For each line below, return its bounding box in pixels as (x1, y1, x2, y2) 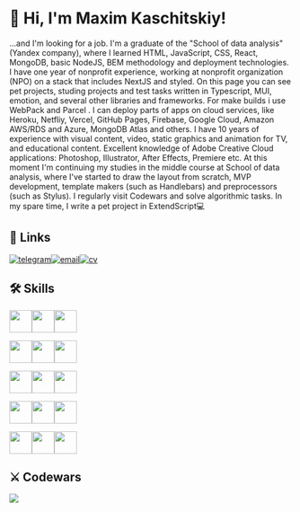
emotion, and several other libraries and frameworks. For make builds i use (9, 94, 286, 106)
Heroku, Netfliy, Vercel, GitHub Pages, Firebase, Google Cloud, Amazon (9, 114, 275, 125)
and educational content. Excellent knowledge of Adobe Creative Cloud (9, 143, 274, 154)
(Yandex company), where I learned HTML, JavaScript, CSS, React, (9, 47, 259, 57)
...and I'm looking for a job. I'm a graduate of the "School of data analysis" (9, 38, 284, 49)
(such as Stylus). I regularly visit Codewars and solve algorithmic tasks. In (9, 190, 283, 201)
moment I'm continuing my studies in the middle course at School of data (9, 162, 280, 172)
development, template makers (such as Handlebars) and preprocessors (9, 181, 278, 191)
